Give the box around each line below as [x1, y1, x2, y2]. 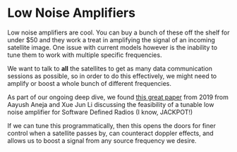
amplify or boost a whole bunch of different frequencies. [7, 79, 171, 87]
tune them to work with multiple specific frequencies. [7, 51, 162, 59]
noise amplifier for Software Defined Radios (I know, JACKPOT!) [7, 108, 193, 116]
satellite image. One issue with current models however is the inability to [7, 43, 217, 51]
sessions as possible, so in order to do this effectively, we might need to [7, 72, 217, 80]
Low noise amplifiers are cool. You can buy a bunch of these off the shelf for [7, 28, 230, 37]
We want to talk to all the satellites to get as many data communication [7, 64, 213, 72]
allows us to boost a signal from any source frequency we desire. [7, 136, 197, 145]
